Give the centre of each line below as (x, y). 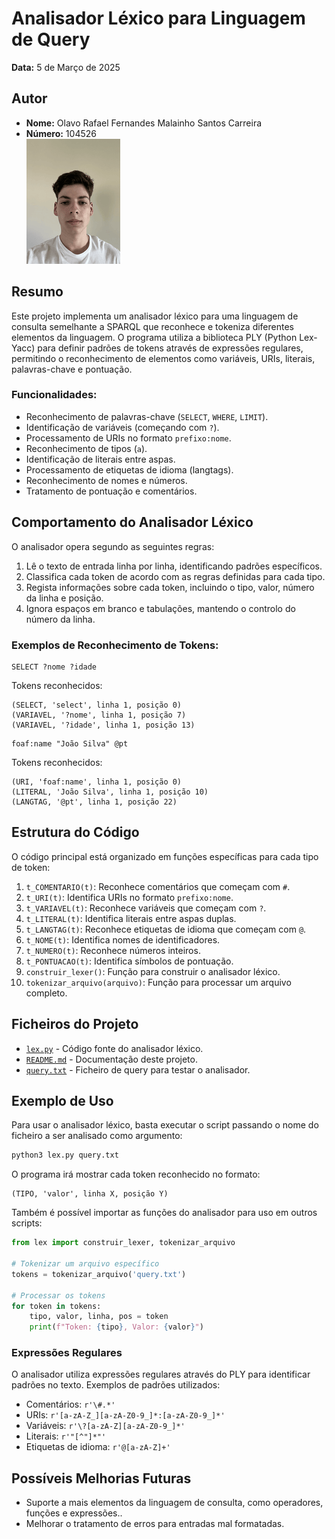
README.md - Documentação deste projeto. (111, 1059)
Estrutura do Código (75, 832)
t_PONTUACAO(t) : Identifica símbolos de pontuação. (129, 961)
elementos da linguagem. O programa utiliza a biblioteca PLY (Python (154, 337)
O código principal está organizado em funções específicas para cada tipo (165, 856)
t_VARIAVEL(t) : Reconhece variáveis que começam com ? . (146, 908)
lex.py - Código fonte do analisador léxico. (114, 1048)
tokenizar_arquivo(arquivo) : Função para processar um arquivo (158, 982)
